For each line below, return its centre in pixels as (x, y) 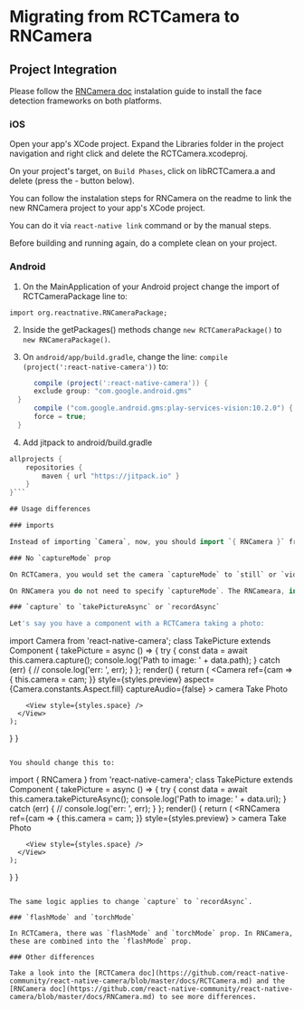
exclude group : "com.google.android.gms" (113, 392)
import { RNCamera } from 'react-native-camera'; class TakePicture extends (152, 780)
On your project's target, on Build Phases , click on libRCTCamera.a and (142, 171)
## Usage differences (50, 510)
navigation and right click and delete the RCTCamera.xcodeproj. (129, 154)
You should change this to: (62, 763)
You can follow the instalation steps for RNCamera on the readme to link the (151, 199)
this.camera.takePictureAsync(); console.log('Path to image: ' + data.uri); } (148, 799)
